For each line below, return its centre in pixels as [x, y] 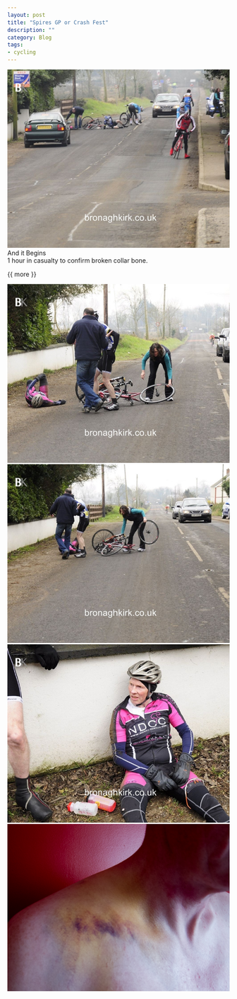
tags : [15, 45]
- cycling [22, 52]
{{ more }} [22, 274]
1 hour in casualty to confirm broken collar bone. [78, 261]
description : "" [31, 30]
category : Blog [30, 38]
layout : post [26, 15]
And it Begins [27, 253]
